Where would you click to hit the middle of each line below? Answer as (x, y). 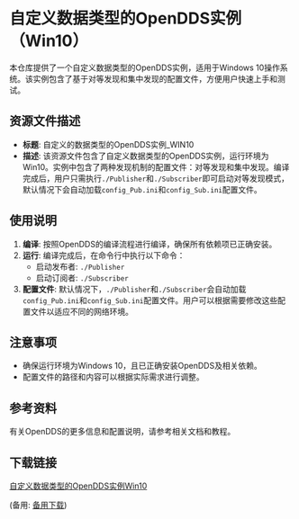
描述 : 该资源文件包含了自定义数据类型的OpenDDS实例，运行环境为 (145, 156)
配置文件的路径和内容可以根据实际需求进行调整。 (113, 377)
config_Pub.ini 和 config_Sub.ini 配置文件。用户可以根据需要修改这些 (150, 300)
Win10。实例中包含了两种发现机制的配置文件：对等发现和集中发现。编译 (156, 166)
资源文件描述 (45, 121)
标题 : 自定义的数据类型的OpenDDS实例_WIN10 (108, 144)
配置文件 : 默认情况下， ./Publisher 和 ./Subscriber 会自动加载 (134, 289)
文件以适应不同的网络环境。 (82, 311)
